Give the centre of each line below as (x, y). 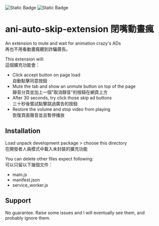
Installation (23, 131)
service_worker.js (30, 185)
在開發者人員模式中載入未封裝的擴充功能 (46, 149)
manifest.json (26, 180)
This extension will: (25, 59)
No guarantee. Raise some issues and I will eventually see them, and (75, 213)
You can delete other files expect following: (49, 159)
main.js (20, 174)
